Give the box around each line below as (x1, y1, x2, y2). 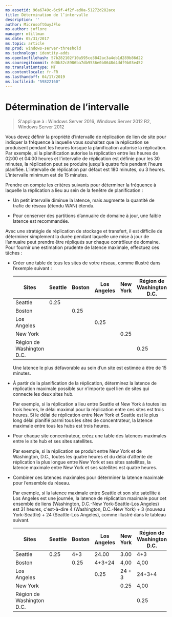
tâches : (5, 249, 23, 256)
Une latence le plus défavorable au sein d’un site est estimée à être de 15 (12, 364, 167, 371)
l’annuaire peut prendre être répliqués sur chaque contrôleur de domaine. (5, 239, 160, 245)
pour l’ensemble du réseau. (12, 479, 71, 486)
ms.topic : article (5, 41, 45, 46)
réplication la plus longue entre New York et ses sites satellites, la (12, 459, 151, 465)
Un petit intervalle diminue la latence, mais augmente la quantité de (12, 197, 155, 203)
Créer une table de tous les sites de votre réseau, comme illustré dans (12, 260, 161, 266)
